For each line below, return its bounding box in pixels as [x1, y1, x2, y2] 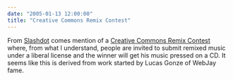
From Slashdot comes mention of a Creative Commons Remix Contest [7, 36, 210, 44]
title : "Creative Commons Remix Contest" [7, 17, 131, 24]
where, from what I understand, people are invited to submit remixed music [7, 44, 226, 52]
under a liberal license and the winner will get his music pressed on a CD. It [7, 51, 226, 60]
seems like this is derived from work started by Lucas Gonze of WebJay [7, 58, 217, 67]
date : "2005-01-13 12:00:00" [7, 10, 93, 18]
